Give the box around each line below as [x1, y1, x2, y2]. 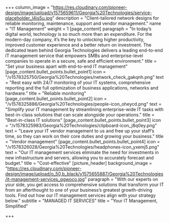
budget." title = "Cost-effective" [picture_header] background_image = [5, 160, 152, 166]
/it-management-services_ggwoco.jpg [5, 176, 85, 182]
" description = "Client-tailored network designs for [52, 15, 159, 21]
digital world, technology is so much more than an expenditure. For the [5, 31, 152, 37]
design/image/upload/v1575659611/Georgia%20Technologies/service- [5, 10, 152, 16]
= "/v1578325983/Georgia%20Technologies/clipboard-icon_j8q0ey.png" [5, 122, 157, 128]
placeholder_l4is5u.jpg [5, 15, 53, 21]
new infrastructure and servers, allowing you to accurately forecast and [5, 155, 154, 161]
